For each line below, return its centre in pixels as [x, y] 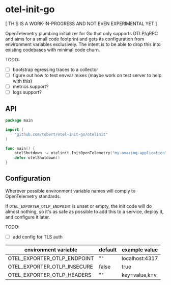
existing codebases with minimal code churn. [53, 50]
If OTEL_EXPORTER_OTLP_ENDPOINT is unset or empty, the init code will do [79, 206]
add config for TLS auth [37, 236]
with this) [22, 81]
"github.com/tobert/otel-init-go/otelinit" [61, 134]
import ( [15, 129]
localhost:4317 [140, 258]
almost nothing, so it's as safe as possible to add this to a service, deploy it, [84, 211]
